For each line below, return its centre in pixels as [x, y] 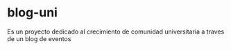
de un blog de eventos [39, 38]
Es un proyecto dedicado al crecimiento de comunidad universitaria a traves [116, 32]
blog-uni [32, 13]
